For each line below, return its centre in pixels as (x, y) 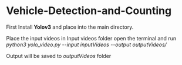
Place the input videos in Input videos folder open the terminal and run (91, 38)
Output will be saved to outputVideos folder (59, 56)
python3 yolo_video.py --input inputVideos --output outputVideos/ (87, 45)
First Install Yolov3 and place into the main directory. (70, 27)
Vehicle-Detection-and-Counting (89, 11)
